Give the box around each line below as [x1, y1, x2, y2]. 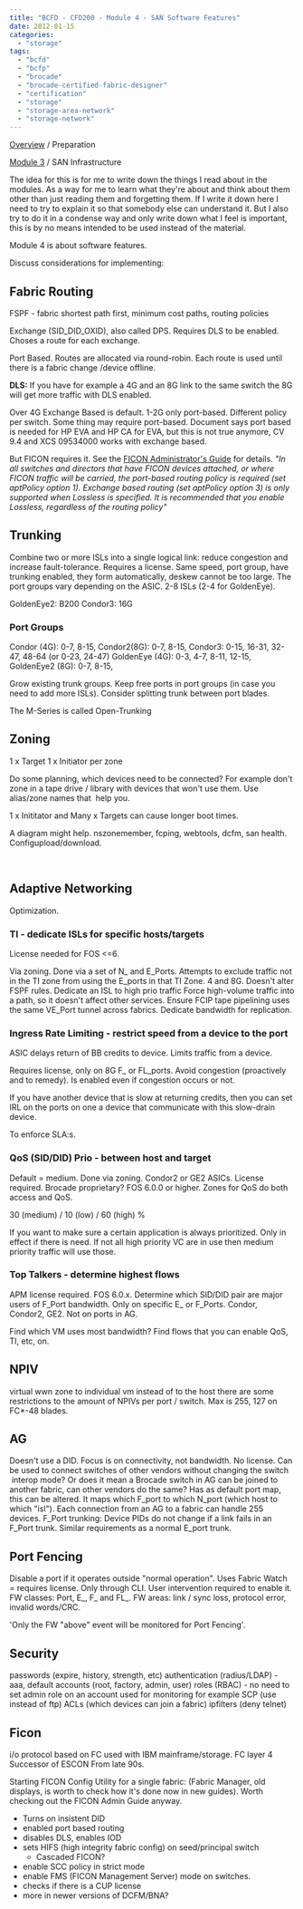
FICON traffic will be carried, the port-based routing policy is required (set [9, 472, 287, 483]
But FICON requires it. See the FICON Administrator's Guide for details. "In [9, 453, 287, 464]
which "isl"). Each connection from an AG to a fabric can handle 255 [9, 1503, 264, 1514]
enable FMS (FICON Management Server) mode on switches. [22, 1870, 251, 1881]
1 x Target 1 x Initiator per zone [9, 756, 124, 766]
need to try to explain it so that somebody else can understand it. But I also [9, 203, 289, 214]
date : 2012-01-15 [9, 22, 75, 31]
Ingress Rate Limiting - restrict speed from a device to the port [9, 1027, 289, 1039]
